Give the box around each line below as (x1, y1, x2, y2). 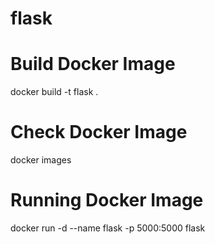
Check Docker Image (10, 121, 188, 144)
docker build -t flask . (10, 86, 99, 98)
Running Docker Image (10, 189, 204, 212)
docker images (10, 154, 72, 166)
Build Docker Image (10, 53, 176, 76)
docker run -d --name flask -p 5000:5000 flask (10, 222, 206, 234)
